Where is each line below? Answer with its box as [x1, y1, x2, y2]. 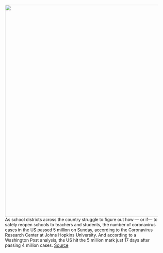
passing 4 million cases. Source [5, 242, 69, 248]
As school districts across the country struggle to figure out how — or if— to [5, 217, 158, 222]
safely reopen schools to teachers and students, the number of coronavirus [5, 222, 156, 227]
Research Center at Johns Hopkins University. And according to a [5, 232, 137, 237]
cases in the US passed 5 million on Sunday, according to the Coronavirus [5, 227, 153, 233]
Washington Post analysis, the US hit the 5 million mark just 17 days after [5, 237, 150, 243]
